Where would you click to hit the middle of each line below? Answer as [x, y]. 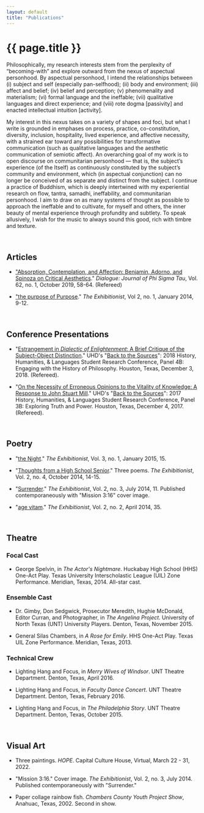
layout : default [27, 12]
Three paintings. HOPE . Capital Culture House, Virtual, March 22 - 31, [103, 760]
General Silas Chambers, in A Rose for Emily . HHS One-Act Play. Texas [104, 636]
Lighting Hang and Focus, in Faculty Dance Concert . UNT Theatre [98, 690]
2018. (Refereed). [37, 375]
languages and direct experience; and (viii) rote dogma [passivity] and [95, 104]
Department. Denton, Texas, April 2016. [64, 678]
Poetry [20, 444]
